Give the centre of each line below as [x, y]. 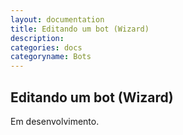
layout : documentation [57, 19]
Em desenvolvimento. [55, 121]
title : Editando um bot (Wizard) [80, 29]
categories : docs [46, 47]
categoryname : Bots [51, 57]
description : [37, 38]
